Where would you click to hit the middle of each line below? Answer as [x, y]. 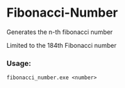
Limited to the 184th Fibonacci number [61, 45]
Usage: [19, 63]
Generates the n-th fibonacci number [60, 32]
